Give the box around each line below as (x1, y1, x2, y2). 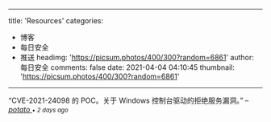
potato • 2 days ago (8, 105, 69, 114)
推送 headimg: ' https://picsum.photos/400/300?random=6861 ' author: (19, 53, 254, 62)
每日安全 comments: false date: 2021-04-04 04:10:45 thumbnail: (19, 63, 236, 72)
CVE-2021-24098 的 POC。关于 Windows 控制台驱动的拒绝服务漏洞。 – (11, 96, 249, 105)
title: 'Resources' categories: (8, 16, 103, 25)
